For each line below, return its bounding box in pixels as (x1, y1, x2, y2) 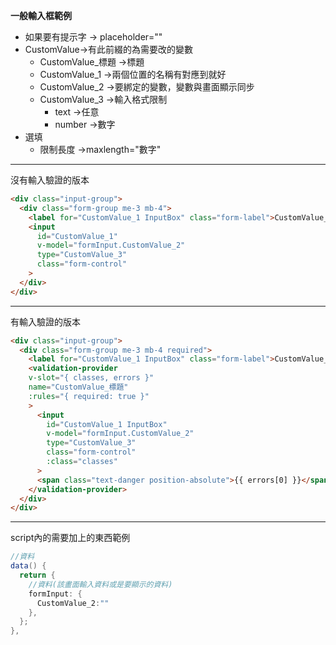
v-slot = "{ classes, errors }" (28, 373, 155, 383)
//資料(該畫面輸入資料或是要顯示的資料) (28, 579, 173, 589)
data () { (10, 561, 47, 571)
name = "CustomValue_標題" (28, 382, 129, 392)
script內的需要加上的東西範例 (10, 532, 131, 544)
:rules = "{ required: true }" (28, 391, 150, 401)
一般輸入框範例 (10, 10, 72, 21)
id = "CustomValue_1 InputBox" (46, 419, 168, 429)
